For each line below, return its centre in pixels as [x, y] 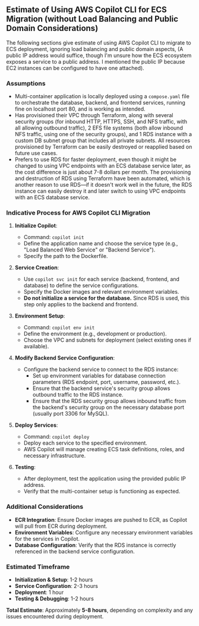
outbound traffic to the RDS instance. [78, 395]
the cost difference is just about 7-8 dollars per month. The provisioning [103, 172]
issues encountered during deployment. [55, 616]
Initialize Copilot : [36, 226]
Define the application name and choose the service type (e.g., [101, 244]
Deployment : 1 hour [39, 592]
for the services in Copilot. [47, 539]
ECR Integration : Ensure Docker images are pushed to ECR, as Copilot [101, 520]
